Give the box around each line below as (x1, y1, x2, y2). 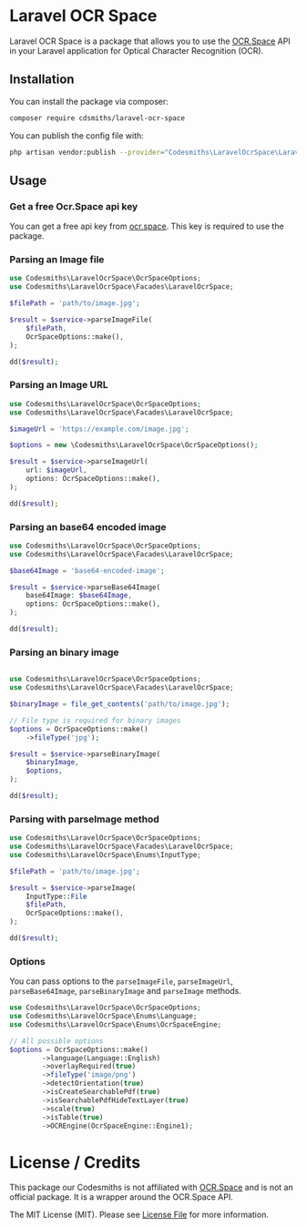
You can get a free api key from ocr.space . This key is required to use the (9, 220, 284, 232)
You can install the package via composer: (9, 96, 168, 107)
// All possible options (9, 1036, 104, 1046)
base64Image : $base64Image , (25, 591, 132, 600)
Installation (9, 72, 75, 87)
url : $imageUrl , (25, 466, 88, 475)
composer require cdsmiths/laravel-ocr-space (9, 113, 185, 123)
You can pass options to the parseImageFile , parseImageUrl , (9, 976, 234, 987)
